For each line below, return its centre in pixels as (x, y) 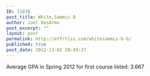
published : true (26, 45)
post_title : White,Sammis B (41, 17)
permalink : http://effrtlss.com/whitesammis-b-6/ (69, 39)
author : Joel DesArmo (33, 22)
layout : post (22, 34)
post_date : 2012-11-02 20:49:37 (46, 50)
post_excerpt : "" (28, 28)
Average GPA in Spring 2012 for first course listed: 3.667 (75, 67)
